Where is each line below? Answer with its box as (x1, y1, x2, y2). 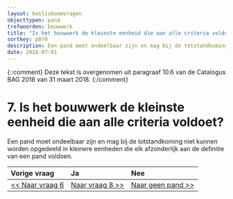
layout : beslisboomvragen (7, 10, 82, 17)
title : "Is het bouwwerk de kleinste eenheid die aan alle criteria (7, 29, 209, 37)
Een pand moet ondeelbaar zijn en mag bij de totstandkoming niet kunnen (7, 137, 218, 146)
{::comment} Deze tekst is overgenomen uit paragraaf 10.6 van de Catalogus (7, 67, 226, 76)
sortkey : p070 (7, 36, 49, 43)
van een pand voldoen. (7, 152, 73, 160)
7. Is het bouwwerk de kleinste (7, 100, 185, 115)
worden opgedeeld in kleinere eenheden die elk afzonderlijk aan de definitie (7, 144, 225, 153)
